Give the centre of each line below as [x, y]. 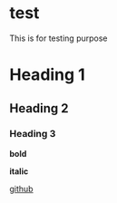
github [21, 188]
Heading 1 [48, 75]
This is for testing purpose [58, 38]
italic [19, 171]
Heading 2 [39, 108]
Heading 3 [33, 134]
